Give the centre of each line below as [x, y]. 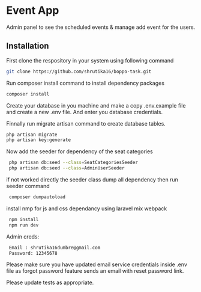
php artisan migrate [32, 135]
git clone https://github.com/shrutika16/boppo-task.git [79, 71]
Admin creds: [23, 236]
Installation [28, 46]
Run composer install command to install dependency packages [85, 83]
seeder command [28, 186]
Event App [33, 11]
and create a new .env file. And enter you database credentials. [85, 112]
